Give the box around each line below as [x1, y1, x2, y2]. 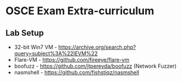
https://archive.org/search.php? [58, 43, 136, 51]
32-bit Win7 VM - [14, 43, 57, 51]
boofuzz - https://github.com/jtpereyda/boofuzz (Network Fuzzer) [14, 62, 177, 70]
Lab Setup [5, 28, 44, 38]
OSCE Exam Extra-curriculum [5, 4, 155, 18]
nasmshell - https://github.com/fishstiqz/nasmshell [14, 69, 139, 75]
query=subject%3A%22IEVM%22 [14, 50, 98, 57]
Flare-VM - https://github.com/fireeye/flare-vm [14, 56, 130, 63]
